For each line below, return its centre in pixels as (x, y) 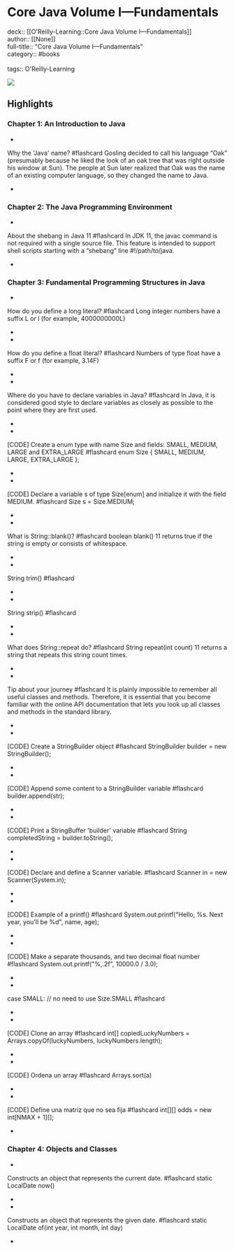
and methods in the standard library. (59, 712)
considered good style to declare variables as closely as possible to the (110, 403)
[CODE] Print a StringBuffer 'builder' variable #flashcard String (97, 830)
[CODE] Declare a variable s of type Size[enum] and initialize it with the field (117, 494)
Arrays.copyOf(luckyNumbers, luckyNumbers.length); (85, 1040)
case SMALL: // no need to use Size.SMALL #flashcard (86, 998)
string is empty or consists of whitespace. (67, 544)
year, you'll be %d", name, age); (53, 922)
